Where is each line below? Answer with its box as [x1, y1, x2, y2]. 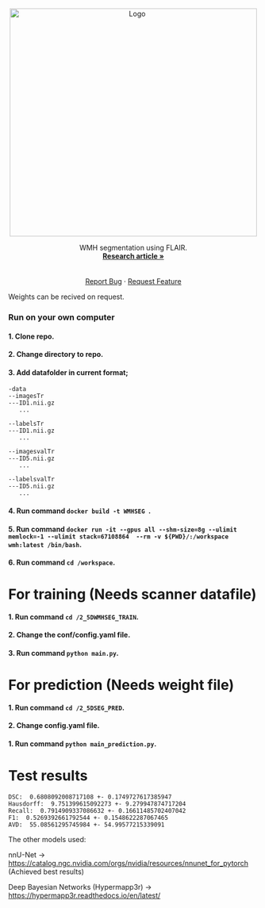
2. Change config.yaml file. [8, 721, 100, 730]
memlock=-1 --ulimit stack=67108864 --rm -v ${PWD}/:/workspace [8, 532, 229, 541]
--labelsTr [8, 420, 44, 428]
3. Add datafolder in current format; [8, 367, 129, 377]
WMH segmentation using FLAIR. [79, 243, 188, 252]
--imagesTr [8, 393, 44, 400]
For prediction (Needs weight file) [8, 676, 235, 694]
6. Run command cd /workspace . [8, 557, 116, 567]
